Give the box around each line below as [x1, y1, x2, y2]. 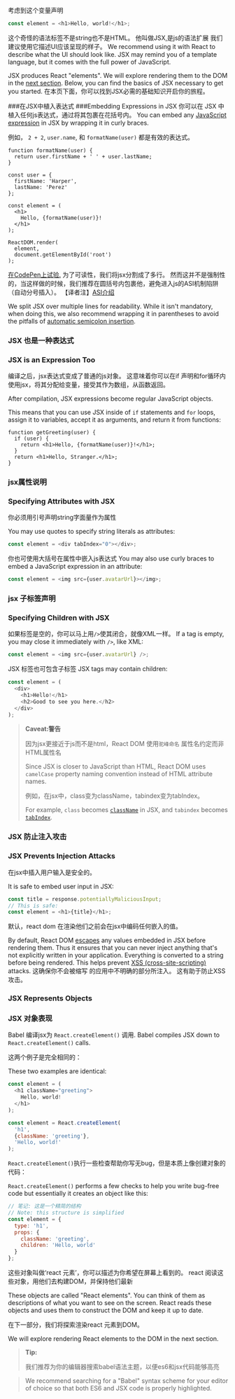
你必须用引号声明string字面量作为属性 [8, 514, 117, 522]
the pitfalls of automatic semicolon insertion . [8, 317, 136, 325]
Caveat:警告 [24, 724, 62, 733]
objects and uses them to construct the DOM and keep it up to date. [8, 1306, 204, 1315]
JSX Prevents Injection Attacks [8, 851, 116, 861]
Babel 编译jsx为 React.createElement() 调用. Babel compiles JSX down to [8, 1031, 220, 1039]
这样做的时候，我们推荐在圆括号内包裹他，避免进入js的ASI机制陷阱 [26, 279, 219, 287]
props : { [14, 1229, 40, 1236]
